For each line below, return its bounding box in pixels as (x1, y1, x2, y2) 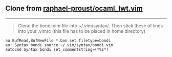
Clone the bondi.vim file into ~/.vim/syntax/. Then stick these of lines (17, 23, 163, 29)
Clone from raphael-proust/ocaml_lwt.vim (5, 4, 143, 13)
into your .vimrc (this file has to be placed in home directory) (17, 28, 146, 34)
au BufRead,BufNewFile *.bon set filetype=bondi (5, 38, 111, 43)
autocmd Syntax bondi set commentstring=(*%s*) (5, 47, 109, 52)
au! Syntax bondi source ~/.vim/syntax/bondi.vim (5, 42, 114, 48)
